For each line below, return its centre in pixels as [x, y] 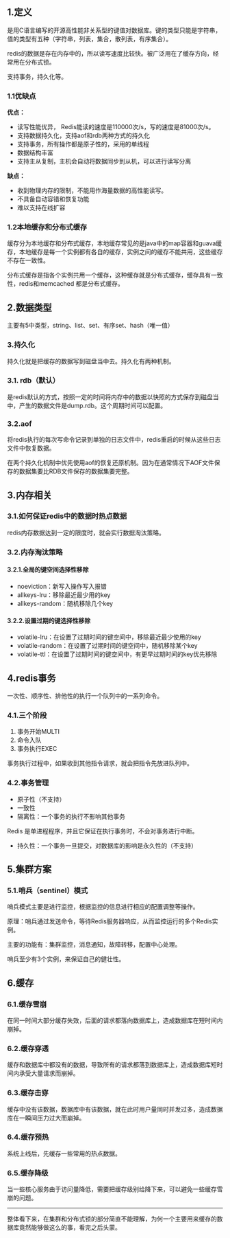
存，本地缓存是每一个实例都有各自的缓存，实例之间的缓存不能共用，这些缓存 [115, 252]
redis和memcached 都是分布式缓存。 [72, 284]
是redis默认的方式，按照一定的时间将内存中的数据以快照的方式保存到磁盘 [110, 396]
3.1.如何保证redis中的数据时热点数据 [67, 516]
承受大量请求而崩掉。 [49, 1073]
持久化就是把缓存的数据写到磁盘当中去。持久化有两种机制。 [91, 361]
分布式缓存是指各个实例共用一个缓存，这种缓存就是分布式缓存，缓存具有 [109, 275]
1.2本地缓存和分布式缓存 [47, 227]
